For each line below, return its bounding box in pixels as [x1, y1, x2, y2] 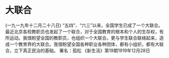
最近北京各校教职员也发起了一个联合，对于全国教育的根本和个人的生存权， [5, 28, 159, 34]
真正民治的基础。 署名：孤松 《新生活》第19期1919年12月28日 [22, 47, 150, 53]
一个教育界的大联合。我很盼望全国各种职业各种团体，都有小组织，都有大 [9, 41, 159, 47]
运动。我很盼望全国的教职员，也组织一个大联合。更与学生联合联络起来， [9, 35, 159, 41]
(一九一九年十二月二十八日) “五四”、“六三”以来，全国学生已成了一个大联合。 [5, 22, 163, 28]
